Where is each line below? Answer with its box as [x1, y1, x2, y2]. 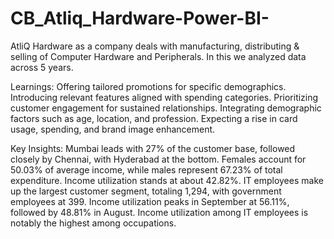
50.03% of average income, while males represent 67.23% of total [10, 163, 283, 176]
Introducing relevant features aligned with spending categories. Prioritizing [10, 91, 319, 103]
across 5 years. [10, 61, 74, 73]
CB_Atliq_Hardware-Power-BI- [10, 7, 270, 30]
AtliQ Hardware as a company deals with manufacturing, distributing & [10, 40, 300, 52]
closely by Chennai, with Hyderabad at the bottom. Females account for [10, 153, 307, 165]
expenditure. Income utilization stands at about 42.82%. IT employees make [10, 174, 324, 186]
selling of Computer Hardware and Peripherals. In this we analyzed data [10, 50, 307, 62]
